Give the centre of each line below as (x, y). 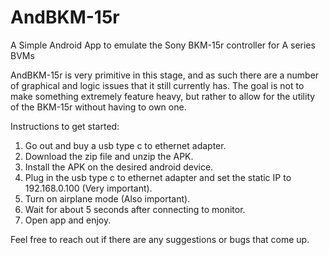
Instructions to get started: (65, 126)
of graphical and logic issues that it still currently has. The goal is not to (157, 85)
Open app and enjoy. (68, 220)
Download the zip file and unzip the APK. (109, 156)
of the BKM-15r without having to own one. (98, 107)
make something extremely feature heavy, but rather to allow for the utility (163, 96)
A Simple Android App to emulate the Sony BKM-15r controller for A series (163, 45)
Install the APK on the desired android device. (119, 167)
